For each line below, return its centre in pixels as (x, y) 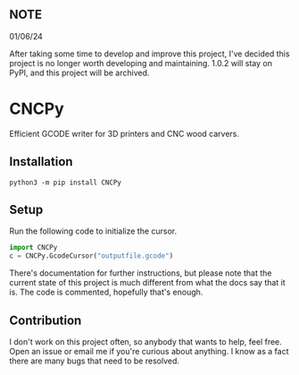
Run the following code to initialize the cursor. (93, 231)
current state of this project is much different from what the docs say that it (147, 283)
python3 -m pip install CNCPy (66, 183)
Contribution (46, 320)
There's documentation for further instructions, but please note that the (141, 273)
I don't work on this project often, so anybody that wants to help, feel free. (146, 341)
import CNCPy (33, 248)
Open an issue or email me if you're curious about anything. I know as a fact (149, 351)
